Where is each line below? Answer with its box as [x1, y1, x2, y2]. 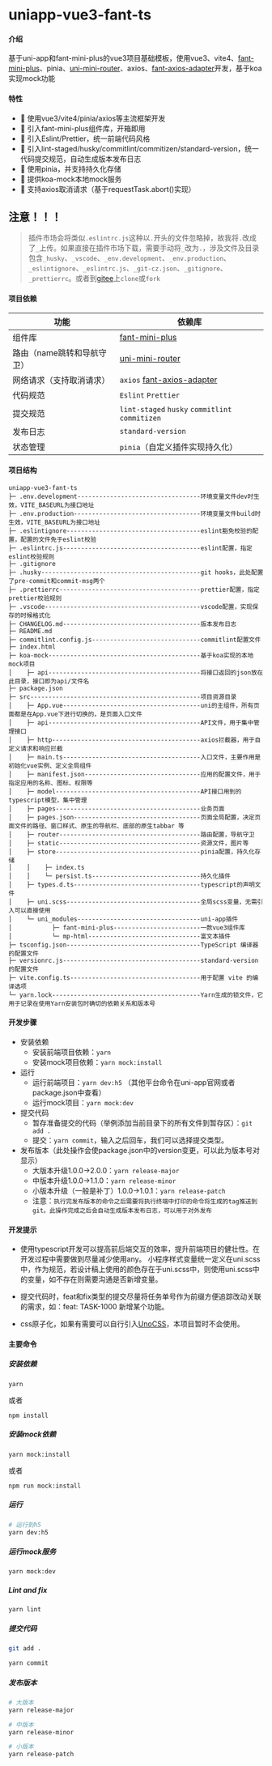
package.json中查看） [32, 1087, 106, 1098]
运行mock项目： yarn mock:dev [32, 1098, 134, 1108]
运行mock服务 [8, 1547, 57, 1556]
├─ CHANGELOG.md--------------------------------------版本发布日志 [8, 619, 237, 628]
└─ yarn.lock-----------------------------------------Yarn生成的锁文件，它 [8, 990, 264, 999]
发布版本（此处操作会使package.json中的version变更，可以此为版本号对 [19, 1146, 261, 1155]
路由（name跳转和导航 [12, 347, 99, 358]
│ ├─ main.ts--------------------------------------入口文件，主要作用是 [8, 753, 261, 761]
